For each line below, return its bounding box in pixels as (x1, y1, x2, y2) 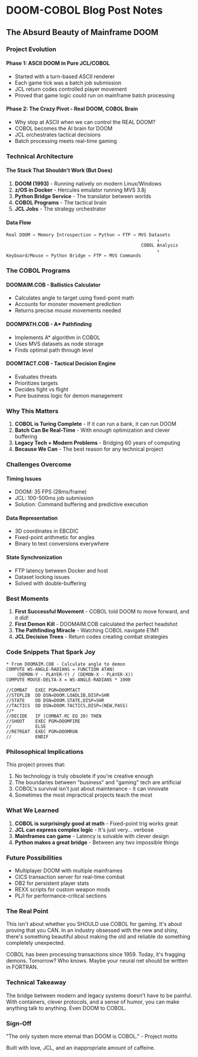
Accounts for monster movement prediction (14, 301, 121, 308)
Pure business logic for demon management (14, 392, 123, 399)
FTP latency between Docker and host (14, 567, 108, 574)
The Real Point (6, 907, 49, 915)
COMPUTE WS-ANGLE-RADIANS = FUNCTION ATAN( (6, 667, 115, 673)
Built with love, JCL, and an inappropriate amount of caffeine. (6, 1044, 155, 1051)
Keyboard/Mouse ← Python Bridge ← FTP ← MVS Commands (6, 253, 142, 259)
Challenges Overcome (6, 460, 72, 469)
